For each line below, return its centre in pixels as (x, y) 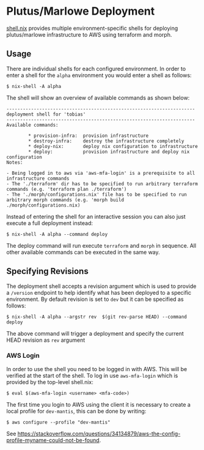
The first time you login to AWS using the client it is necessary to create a (99, 404)
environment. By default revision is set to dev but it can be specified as (95, 299)
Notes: (15, 162)
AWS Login (23, 356)
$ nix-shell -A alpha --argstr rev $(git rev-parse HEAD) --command (97, 317)
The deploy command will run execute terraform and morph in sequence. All (101, 245)
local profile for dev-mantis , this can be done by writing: (76, 411)
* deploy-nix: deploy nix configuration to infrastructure (113, 146)
